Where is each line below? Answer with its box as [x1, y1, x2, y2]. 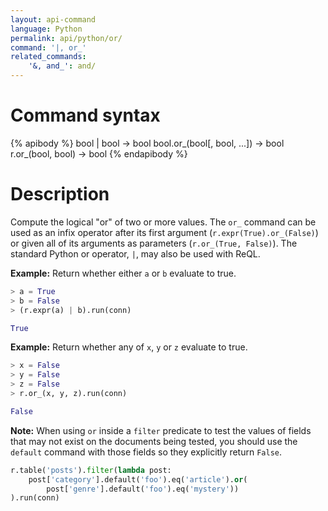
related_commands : [10, 52, 87, 62]
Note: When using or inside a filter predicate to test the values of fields [10, 424, 312, 436]
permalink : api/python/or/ [10, 33, 123, 43]
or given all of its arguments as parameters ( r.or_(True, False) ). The [10, 237, 298, 249]
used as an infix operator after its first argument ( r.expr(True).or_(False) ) [10, 226, 319, 238]
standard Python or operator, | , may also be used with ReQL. [10, 247, 261, 260]
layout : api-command [10, 14, 97, 25]
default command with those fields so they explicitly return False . [10, 446, 282, 458]
